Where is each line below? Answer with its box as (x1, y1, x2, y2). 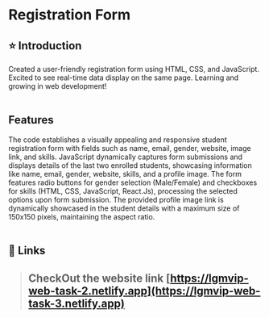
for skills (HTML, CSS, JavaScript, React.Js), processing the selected (8, 186, 238, 195)
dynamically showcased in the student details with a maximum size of (8, 203, 240, 213)
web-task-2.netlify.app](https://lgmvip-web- (27, 284, 261, 298)
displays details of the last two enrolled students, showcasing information (8, 160, 252, 170)
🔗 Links (8, 244, 46, 257)
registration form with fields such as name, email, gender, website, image (8, 143, 251, 153)
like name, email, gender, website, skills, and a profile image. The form (8, 169, 242, 178)
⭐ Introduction (8, 39, 82, 52)
